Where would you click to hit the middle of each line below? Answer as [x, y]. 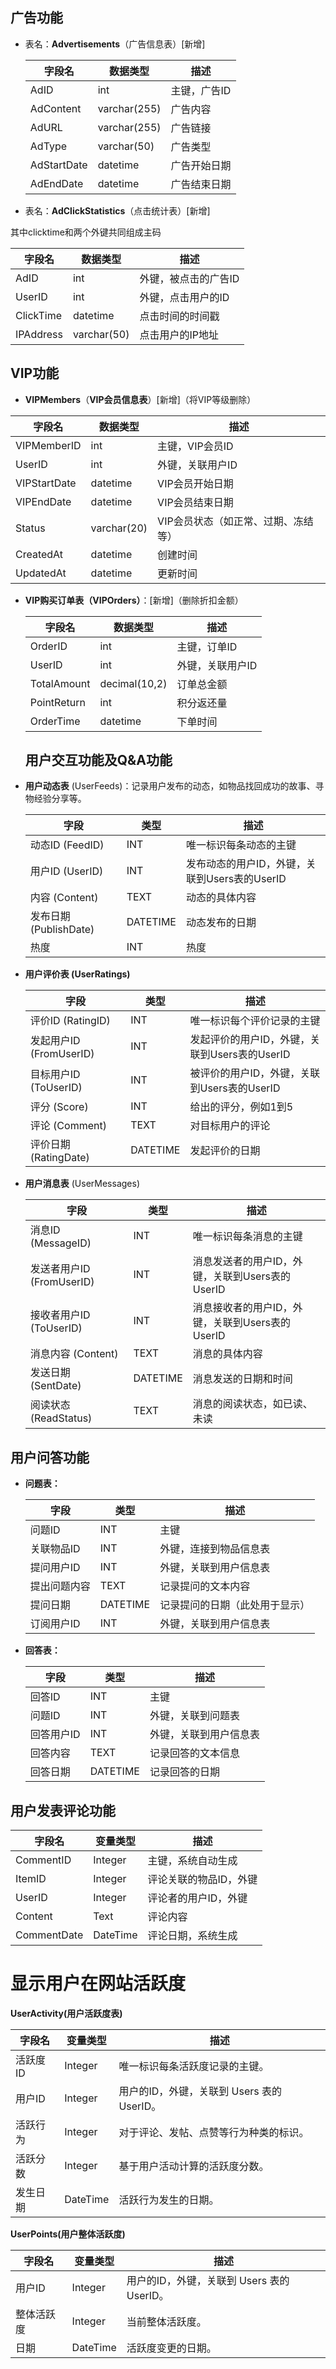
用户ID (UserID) [66, 871]
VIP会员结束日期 [195, 502]
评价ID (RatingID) [70, 1021]
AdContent [55, 108]
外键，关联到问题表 [194, 1716]
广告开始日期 [201, 165]
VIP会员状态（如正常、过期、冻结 [235, 521]
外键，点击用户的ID [184, 297]
